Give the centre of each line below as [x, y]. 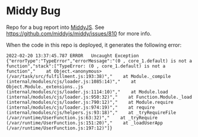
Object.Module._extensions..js [45, 87]
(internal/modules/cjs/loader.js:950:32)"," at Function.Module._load [99, 97]
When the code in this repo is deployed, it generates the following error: [94, 45]
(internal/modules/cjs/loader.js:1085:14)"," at [71, 81]
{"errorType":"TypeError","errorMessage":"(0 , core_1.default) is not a [99, 61]
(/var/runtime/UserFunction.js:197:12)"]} [59, 128]
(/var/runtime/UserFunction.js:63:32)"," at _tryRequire [82, 118]
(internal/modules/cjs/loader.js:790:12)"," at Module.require [90, 102]
